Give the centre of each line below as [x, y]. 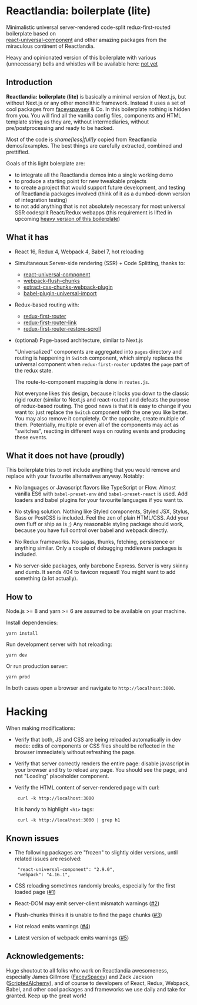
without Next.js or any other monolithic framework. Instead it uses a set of [96, 103]
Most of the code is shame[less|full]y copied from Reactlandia [81, 139]
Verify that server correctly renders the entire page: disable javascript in [102, 763]
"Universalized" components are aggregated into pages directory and [98, 351]
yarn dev [17, 655]
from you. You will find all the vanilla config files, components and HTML [94, 115]
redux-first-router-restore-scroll [62, 328]
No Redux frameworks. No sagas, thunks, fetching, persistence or [94, 542]
